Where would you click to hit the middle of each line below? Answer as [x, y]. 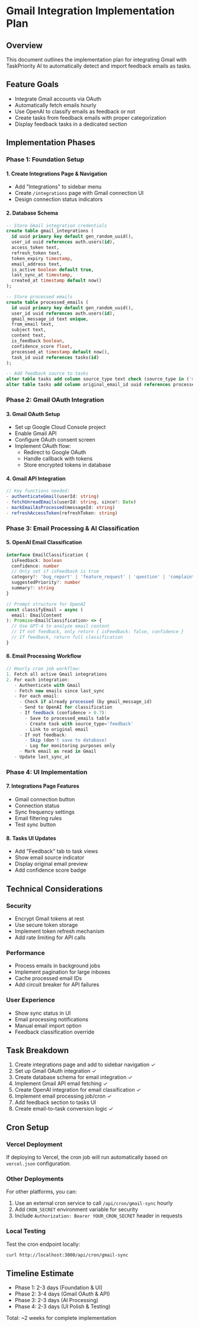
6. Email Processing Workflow [44, 656]
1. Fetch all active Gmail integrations [57, 674]
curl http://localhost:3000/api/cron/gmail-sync [67, 1255]
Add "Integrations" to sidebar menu [58, 187]
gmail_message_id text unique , [50, 319]
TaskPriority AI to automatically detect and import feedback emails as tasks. [99, 66]
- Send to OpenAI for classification [66, 707]
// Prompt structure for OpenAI [46, 604]
